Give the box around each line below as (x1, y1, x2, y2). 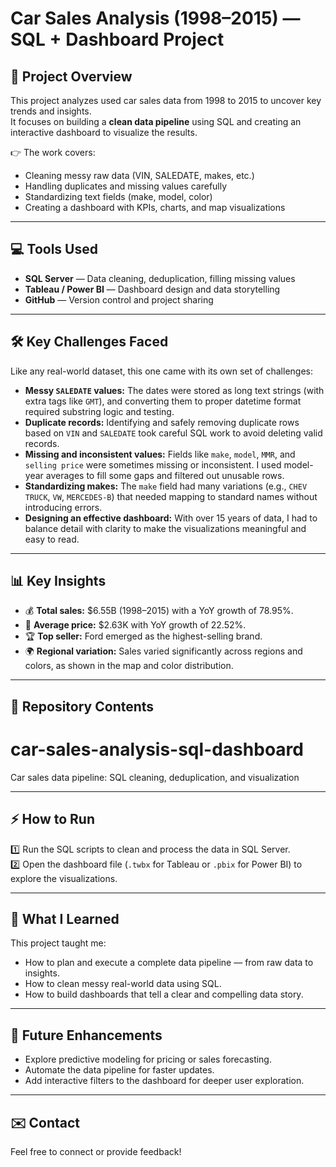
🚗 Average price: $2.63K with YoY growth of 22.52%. (24, 619, 247, 631)
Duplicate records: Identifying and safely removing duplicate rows (24, 416, 300, 428)
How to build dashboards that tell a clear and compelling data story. (24, 988, 304, 1001)
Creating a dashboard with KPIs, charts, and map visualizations (24, 202, 286, 213)
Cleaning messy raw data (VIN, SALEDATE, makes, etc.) (24, 170, 255, 181)
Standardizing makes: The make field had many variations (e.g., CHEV (24, 480, 308, 492)
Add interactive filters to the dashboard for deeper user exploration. (24, 1075, 305, 1087)
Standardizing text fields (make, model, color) (24, 191, 213, 202)
